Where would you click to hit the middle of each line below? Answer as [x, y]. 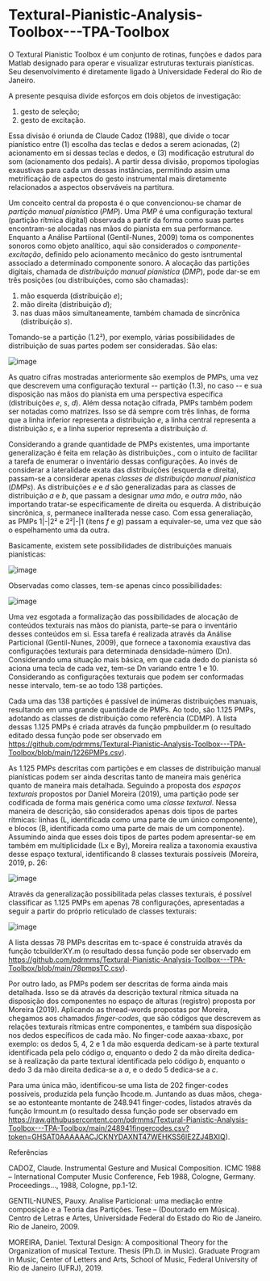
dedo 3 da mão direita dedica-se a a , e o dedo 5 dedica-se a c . [113, 1069]
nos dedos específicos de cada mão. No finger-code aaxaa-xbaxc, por [126, 1035]
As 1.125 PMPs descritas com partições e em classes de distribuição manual [135, 768]
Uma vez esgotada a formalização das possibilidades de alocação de [123, 616]
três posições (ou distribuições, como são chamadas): [98, 279]
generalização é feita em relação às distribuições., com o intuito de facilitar [133, 452]
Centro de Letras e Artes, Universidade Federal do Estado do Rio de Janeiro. [135, 1218]
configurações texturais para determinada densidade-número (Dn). [120, 651]
